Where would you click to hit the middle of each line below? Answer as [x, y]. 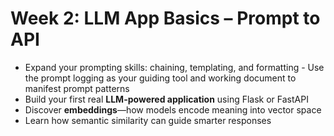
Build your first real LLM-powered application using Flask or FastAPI [166, 99]
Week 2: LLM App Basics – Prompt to [165, 18]
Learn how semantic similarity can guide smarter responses [148, 120]
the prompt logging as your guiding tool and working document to [160, 78]
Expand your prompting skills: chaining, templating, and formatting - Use [174, 67]
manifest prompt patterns [77, 88]
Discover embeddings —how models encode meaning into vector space [173, 109]
